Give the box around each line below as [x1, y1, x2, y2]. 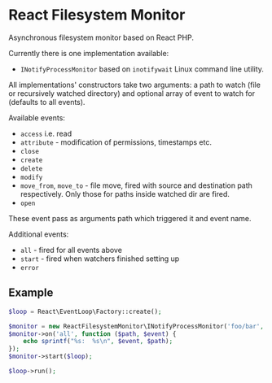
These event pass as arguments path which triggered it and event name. [8, 213, 252, 223]
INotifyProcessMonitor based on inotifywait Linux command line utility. [20, 63, 265, 74]
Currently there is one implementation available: [8, 48, 169, 58]
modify [20, 173, 43, 181]
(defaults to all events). [8, 97, 86, 107]
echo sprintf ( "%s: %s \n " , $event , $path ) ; [23, 337, 173, 346]
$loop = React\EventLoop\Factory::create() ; [8, 307, 162, 316]
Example [8, 286, 54, 300]
